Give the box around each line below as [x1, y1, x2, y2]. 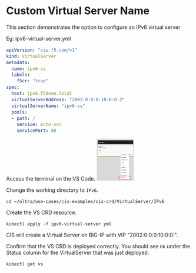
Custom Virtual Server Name [6, 4, 150, 18]
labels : [11, 72, 31, 78]
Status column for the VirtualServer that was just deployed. [6, 249, 150, 257]
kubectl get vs [6, 261, 44, 267]
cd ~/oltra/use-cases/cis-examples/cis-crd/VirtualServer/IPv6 [6, 199, 165, 205]
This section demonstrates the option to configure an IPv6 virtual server [6, 24, 181, 31]
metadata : [6, 59, 31, 65]
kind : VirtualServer [6, 53, 57, 59]
